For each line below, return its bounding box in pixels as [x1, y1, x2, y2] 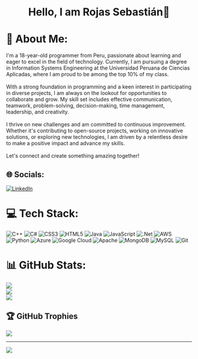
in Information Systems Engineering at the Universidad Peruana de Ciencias [6, 64, 190, 71]
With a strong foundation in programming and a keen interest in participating [6, 83, 192, 90]
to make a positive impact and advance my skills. [6, 140, 126, 147]
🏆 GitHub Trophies [6, 311, 78, 321]
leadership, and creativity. [6, 109, 70, 116]
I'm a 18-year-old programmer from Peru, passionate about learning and [6, 52, 181, 59]
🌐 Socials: [6, 169, 45, 179]
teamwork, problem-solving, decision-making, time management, [6, 102, 165, 109]
